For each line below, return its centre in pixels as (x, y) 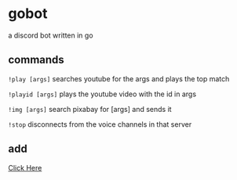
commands (36, 60)
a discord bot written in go (51, 35)
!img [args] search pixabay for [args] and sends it (90, 109)
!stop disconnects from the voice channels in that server (100, 124)
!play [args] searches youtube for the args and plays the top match (119, 78)
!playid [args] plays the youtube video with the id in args (102, 94)
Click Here (25, 167)
